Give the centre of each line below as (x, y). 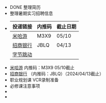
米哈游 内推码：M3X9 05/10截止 (42, 67)
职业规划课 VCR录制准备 (34, 80)
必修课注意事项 (25, 86)
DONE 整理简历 (25, 7)
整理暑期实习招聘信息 (31, 13)
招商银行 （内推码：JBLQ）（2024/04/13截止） (57, 74)
